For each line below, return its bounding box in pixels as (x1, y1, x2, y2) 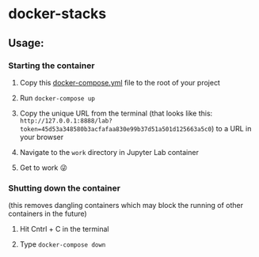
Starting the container (8, 60, 95, 71)
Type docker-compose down (19, 240, 106, 249)
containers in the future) (8, 209, 87, 218)
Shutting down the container (8, 183, 121, 194)
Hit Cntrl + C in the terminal (19, 225, 109, 234)
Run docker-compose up (19, 93, 95, 103)
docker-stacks (8, 5, 107, 23)
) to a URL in (211, 123, 252, 133)
